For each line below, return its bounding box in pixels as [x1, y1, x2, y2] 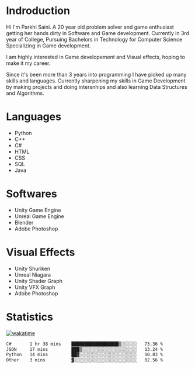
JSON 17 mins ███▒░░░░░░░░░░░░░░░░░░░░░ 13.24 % [6, 346, 163, 352]
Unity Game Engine [14, 206, 61, 213]
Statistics [6, 310, 54, 323]
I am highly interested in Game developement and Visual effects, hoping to [6, 53, 186, 60]
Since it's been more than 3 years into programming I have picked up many [6, 71, 187, 78]
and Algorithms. [6, 89, 45, 96]
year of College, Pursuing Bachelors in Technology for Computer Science [6, 36, 183, 43]
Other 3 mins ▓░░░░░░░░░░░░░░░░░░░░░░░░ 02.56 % [6, 357, 163, 363]
